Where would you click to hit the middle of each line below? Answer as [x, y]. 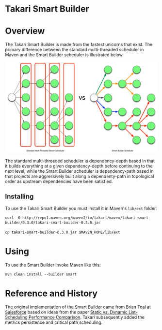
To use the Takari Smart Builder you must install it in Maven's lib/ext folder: [81, 208]
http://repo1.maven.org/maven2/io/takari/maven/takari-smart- [87, 218]
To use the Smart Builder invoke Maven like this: [53, 265]
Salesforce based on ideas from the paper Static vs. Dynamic [66, 312]
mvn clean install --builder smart [41, 274]
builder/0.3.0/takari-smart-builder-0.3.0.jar [53, 223]
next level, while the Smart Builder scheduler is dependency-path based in [79, 171]
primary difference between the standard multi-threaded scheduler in [74, 50]
